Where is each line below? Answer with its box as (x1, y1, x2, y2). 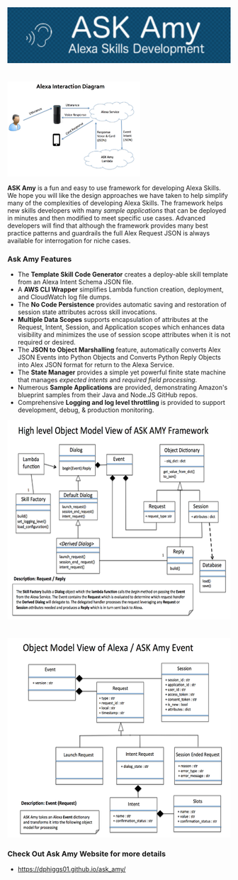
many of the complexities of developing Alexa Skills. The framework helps (7, 199, 223, 208)
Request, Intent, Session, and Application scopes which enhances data (17, 323, 225, 332)
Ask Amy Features (7, 255, 72, 264)
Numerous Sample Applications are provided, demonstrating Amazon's (17, 383, 228, 392)
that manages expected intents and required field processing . (17, 376, 198, 384)
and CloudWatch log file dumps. (17, 293, 112, 301)
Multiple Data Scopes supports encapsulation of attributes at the (17, 316, 209, 324)
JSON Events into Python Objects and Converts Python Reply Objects (17, 353, 221, 362)
